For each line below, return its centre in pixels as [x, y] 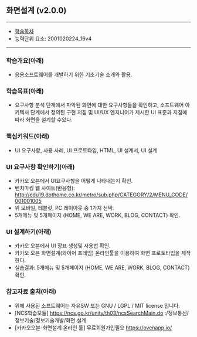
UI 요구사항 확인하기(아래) [40, 167]
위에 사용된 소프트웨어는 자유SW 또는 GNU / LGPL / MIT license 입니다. [97, 305]
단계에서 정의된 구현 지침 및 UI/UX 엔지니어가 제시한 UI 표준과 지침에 [109, 113]
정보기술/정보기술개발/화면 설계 [50, 320]
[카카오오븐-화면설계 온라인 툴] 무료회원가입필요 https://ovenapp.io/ [93, 328]
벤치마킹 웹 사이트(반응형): [45, 188]
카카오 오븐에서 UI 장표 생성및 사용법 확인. [62, 246]
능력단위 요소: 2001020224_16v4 [53, 38]
